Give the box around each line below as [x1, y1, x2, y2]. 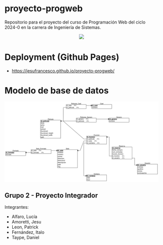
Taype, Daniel [11, 235, 40, 241]
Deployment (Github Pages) [4, 52, 120, 63]
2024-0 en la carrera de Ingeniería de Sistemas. [4, 24, 101, 30]
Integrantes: [4, 204, 29, 210]
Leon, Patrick [11, 224, 39, 230]
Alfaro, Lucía [11, 214, 38, 220]
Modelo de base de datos [4, 85, 109, 96]
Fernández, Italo [11, 229, 45, 235]
